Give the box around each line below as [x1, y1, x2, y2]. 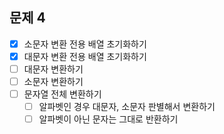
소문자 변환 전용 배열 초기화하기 [23, 38, 147, 50]
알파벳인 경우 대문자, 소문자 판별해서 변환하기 [38, 101, 216, 113]
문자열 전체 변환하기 [23, 88, 102, 100]
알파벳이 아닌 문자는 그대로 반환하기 [38, 113, 179, 125]
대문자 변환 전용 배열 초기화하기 [23, 50, 147, 62]
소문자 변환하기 [23, 76, 84, 87]
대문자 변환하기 [23, 63, 84, 75]
